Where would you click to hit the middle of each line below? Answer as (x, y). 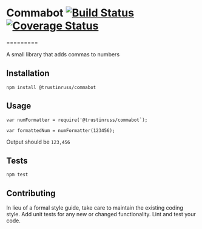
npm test (17, 175)
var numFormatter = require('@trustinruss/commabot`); (77, 120)
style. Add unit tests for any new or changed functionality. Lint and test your (101, 214)
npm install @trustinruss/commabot (51, 87)
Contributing (31, 193)
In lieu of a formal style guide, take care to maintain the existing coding (95, 208)
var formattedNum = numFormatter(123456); (61, 130)
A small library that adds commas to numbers (63, 54)
